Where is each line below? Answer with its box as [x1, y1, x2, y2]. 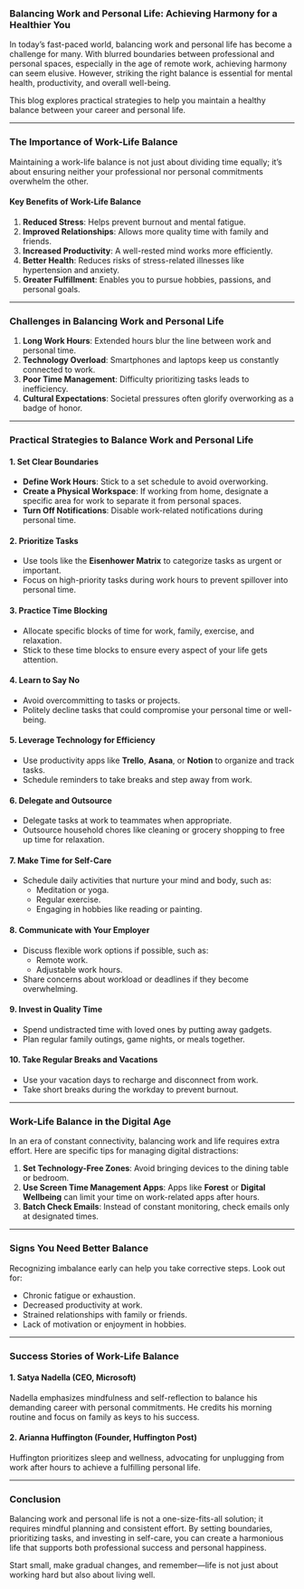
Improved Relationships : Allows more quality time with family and [22, 225, 269, 237]
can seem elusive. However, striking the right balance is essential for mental [9, 68, 293, 79]
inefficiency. [22, 384, 69, 395]
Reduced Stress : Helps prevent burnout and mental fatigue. [22, 216, 246, 227]
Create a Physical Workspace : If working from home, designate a [22, 486, 269, 497]
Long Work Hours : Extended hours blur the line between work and [22, 336, 271, 347]
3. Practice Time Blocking [9, 605, 108, 616]
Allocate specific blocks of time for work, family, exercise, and [22, 625, 255, 636]
